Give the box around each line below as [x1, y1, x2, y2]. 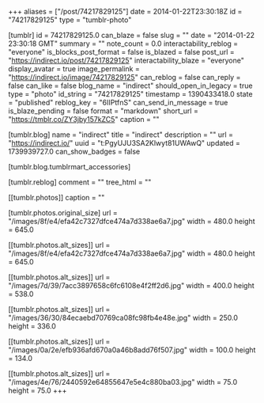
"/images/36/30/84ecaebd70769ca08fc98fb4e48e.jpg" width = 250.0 [8, 313, 239, 322]
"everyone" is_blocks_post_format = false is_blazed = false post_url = [8, 48, 235, 56]
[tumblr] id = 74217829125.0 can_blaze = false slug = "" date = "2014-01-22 [8, 31, 255, 40]
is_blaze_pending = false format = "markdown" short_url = [8, 106, 199, 116]
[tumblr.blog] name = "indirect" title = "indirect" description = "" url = [8, 130, 233, 139]
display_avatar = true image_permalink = [8, 64, 140, 74]
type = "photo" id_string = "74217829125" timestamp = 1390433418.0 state [8, 89, 253, 98]
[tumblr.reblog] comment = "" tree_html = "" [8, 177, 152, 187]
